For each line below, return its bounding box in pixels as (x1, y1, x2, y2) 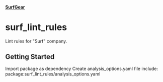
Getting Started (5, 52, 55, 61)
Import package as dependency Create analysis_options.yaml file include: (5, 65, 158, 72)
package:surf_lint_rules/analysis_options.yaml (5, 71, 101, 77)
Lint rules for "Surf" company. (5, 38, 67, 44)
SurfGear (5, 4, 25, 10)
